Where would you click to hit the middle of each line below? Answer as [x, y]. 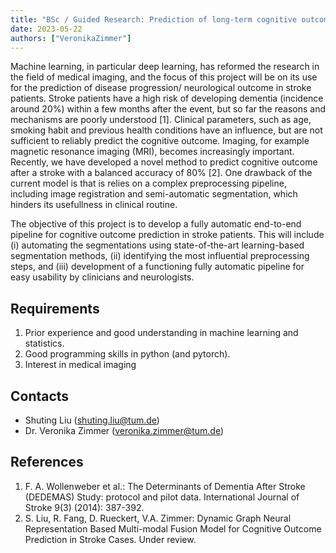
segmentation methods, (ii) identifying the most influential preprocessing [160, 256]
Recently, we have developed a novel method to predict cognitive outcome [164, 162]
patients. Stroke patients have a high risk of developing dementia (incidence [167, 98]
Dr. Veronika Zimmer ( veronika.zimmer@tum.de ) [124, 430]
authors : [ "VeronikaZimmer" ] [71, 38]
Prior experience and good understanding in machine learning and [161, 333]
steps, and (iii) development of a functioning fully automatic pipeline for [157, 267]
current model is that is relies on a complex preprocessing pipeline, [148, 183]
